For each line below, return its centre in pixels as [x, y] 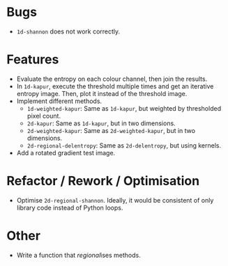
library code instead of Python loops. [70, 208]
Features [33, 60]
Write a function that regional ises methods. [78, 255]
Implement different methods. [59, 101]
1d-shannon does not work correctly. [68, 31]
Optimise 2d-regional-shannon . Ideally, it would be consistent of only [115, 200]
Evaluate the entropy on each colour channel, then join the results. [112, 79]
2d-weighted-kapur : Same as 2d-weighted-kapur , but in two [111, 130]
